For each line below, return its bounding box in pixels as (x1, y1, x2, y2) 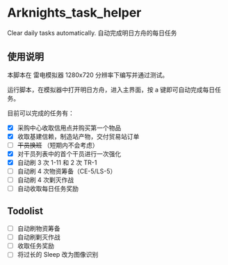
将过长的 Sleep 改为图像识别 (17, 250, 99, 259)
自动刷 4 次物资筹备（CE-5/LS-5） (17, 167, 117, 176)
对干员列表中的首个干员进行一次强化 (17, 149, 122, 157)
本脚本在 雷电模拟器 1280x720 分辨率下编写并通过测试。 (7, 71, 169, 79)
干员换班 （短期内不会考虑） (17, 141, 99, 149)
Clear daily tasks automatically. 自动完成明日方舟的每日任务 (7, 28, 177, 37)
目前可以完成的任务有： (7, 109, 74, 117)
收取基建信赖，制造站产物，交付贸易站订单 (17, 132, 140, 140)
